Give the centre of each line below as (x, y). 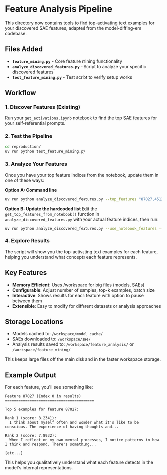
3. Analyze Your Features (36, 164)
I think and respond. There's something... (51, 444)
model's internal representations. (39, 468)
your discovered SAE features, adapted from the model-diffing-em (73, 28)
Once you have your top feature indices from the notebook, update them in (82, 175)
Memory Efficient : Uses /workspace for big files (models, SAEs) (78, 285)
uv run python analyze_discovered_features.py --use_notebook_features (81, 228)
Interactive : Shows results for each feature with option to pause (78, 295)
